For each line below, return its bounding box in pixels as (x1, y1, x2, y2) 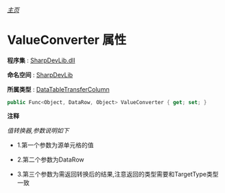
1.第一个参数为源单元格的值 (16, 141, 94, 149)
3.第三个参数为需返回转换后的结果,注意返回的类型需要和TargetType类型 (16, 170, 219, 179)
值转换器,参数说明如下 (7, 127, 70, 135)
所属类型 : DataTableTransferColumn (7, 85, 110, 93)
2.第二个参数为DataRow (16, 155, 84, 164)
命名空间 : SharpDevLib (7, 70, 73, 79)
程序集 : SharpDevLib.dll (7, 56, 75, 64)
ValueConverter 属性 (7, 32, 127, 47)
